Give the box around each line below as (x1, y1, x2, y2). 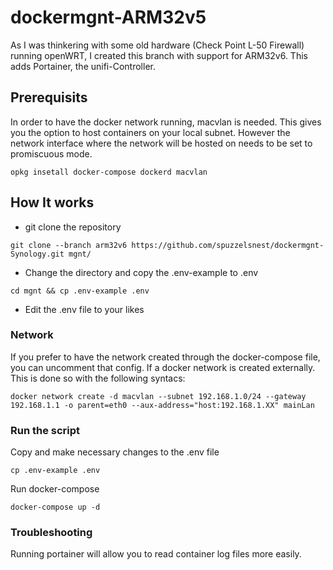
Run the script (10, 423, 81, 437)
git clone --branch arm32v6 (10, 240, 128, 250)
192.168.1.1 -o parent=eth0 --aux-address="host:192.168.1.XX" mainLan (10, 400, 315, 410)
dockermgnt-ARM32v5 (10, 6, 207, 29)
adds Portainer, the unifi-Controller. (10, 60, 156, 72)
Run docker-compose (10, 483, 100, 495)
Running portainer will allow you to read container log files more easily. (10, 548, 302, 560)
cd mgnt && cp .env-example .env (10, 286, 150, 296)
